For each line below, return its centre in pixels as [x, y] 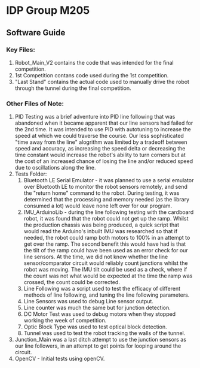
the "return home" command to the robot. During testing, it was [101, 193]
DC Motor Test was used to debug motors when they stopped [100, 314]
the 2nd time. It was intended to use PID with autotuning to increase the [103, 129]
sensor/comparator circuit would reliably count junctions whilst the [106, 263]
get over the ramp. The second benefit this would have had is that [105, 244]
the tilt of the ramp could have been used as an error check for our [106, 251]
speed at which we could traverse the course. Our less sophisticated [99, 136]
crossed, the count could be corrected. [72, 282]
